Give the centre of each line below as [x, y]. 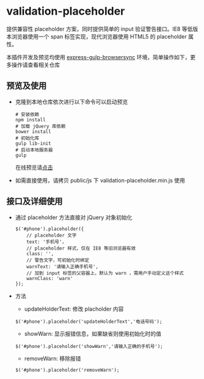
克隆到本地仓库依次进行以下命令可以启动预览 [71, 101]
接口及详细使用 [35, 202]
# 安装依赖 [27, 114]
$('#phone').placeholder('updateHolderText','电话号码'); [89, 322]
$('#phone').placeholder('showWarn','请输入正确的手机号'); [89, 346]
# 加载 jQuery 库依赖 [40, 126]
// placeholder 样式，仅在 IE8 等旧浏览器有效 [81, 248]
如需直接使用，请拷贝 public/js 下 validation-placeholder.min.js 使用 [100, 180]
